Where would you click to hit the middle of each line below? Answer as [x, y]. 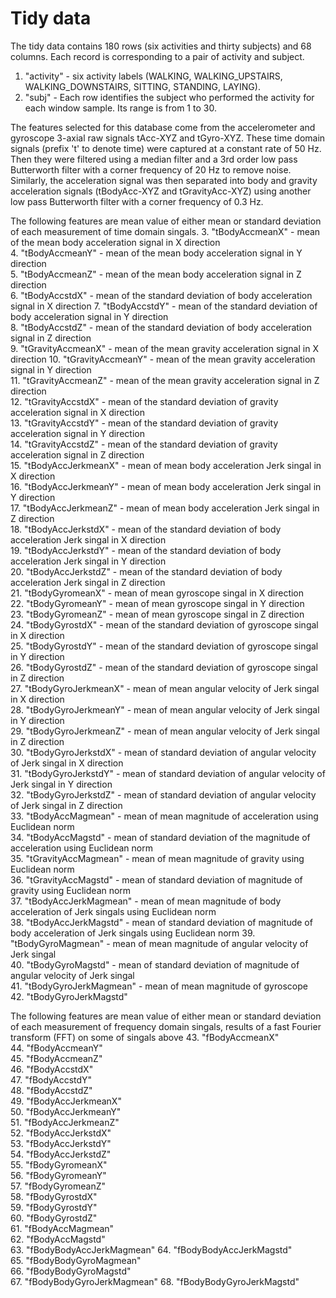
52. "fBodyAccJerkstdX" [61, 1133]
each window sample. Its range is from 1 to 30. [120, 108]
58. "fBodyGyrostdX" [54, 1196]
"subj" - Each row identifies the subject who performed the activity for [169, 97]
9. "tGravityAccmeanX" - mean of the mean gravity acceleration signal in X [164, 348]
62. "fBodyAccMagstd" [58, 1239]
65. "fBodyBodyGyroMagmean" [76, 1260]
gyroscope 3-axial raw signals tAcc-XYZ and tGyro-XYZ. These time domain [168, 138]
